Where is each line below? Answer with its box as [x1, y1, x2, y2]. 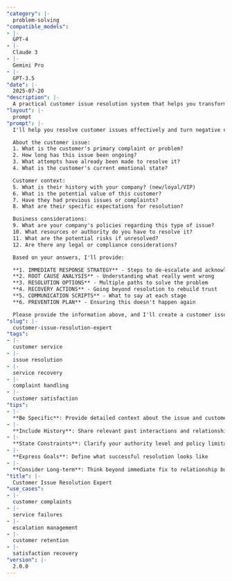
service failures [12, 511, 63, 518]
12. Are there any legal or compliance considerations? [12, 241, 177, 249]
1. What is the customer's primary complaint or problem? [12, 145, 184, 153]
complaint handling [12, 382, 69, 389]
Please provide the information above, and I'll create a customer [12, 311, 212, 318]
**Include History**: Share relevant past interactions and [12, 428, 190, 435]
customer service [12, 344, 63, 351]
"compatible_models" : [6, 23, 69, 30]
